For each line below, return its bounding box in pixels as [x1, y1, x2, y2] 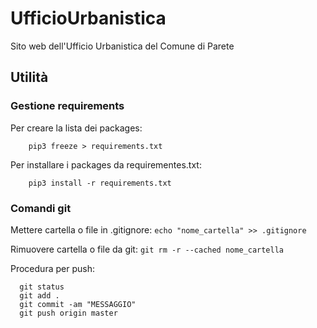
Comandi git [10, 201, 72, 215]
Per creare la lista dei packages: [10, 122, 143, 134]
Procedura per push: [10, 262, 95, 274]
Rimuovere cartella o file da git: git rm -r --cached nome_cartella [10, 243, 285, 255]
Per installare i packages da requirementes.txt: [10, 158, 202, 171]
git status [19, 282, 65, 292]
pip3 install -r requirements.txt [28, 178, 172, 188]
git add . [19, 290, 60, 301]
